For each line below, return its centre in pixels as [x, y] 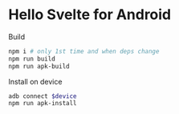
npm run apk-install [43, 104]
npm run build [32, 59]
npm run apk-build [39, 66]
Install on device [35, 81]
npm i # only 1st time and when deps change [84, 51]
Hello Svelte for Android [90, 15]
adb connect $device [43, 96]
